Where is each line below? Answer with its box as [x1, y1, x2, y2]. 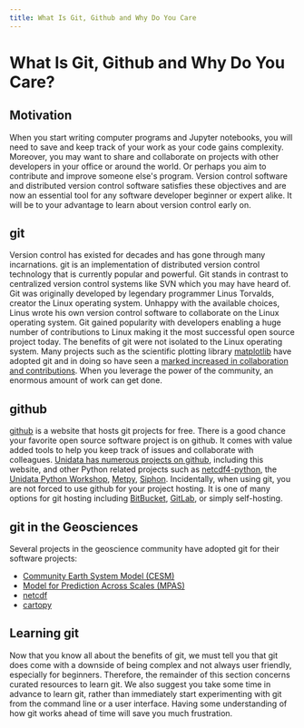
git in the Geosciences [9, 519, 139, 535]
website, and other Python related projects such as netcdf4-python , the [9, 464, 278, 475]
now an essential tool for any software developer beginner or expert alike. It [9, 190, 292, 201]
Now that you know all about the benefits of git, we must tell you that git [9, 650, 279, 661]
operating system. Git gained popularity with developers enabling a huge [9, 317, 281, 328]
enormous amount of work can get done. [9, 375, 163, 386]
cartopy [22, 600, 53, 611]
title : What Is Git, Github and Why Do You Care [9, 13, 197, 23]
